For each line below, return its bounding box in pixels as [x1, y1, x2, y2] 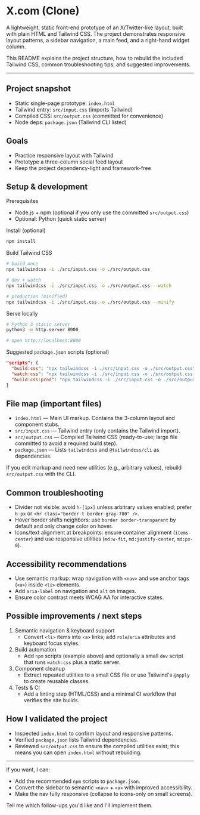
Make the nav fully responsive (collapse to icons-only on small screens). [14, 790, 192, 797]
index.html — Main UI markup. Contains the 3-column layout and [14, 415, 176, 422]
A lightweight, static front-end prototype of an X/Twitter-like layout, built [6, 24, 183, 31]
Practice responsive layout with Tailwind [14, 152, 114, 159]
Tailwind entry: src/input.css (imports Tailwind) [14, 106, 133, 113]
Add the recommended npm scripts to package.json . [14, 777, 140, 785]
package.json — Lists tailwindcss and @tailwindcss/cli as [14, 446, 160, 453]
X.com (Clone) [6, 4, 80, 18]
